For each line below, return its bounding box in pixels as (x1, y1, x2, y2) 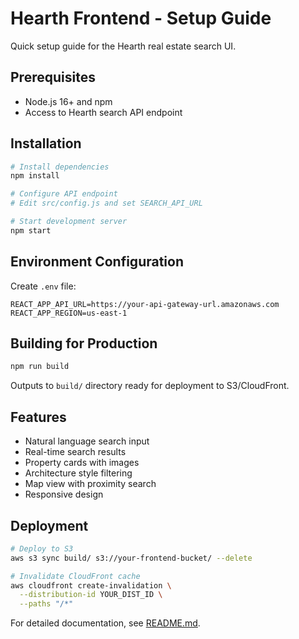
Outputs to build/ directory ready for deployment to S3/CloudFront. (10, 380, 290, 392)
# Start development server (10, 217, 128, 227)
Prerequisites (10, 69, 96, 86)
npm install (10, 171, 60, 181)
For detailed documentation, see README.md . (10, 617, 201, 629)
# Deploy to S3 (10, 543, 74, 554)
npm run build (10, 362, 70, 372)
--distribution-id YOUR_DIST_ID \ (19, 590, 163, 600)
